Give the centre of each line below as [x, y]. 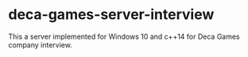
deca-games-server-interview [111, 15]
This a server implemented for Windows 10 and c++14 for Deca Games [124, 36]
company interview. [41, 44]
